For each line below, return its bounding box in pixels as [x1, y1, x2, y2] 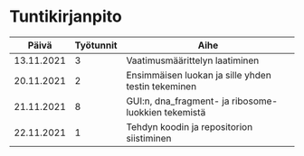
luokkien [126, 106, 163, 118]
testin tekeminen [126, 79, 197, 92]
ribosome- [231, 95, 279, 107]
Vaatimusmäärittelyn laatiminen [126, 54, 260, 67]
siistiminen [126, 132, 172, 144]
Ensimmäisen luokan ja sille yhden [126, 69, 271, 81]
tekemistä [164, 106, 206, 118]
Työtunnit [74, 39, 118, 51]
